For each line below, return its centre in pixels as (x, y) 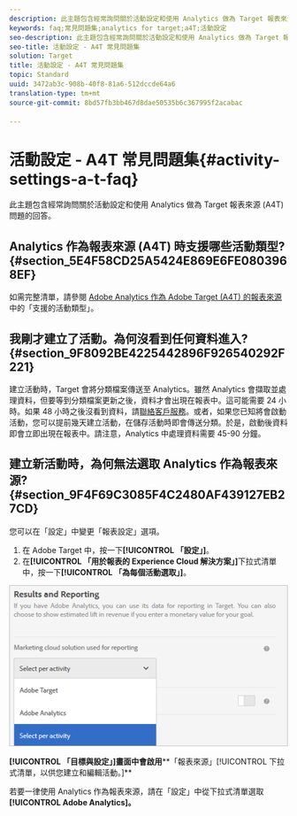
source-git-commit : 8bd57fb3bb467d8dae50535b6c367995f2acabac (126, 103)
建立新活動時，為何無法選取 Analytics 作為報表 (138, 464)
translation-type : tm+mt (55, 93)
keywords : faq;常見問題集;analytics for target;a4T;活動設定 (118, 28)
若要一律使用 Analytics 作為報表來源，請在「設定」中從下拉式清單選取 (137, 791)
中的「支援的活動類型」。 (54, 308)
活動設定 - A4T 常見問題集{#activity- (145, 160)
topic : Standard (39, 75)
